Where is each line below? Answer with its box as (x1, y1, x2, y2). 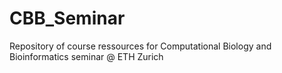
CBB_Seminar (9, 7, 126, 30)
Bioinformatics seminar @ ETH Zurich (9, 50, 164, 62)
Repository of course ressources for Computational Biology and (9, 40, 272, 52)
